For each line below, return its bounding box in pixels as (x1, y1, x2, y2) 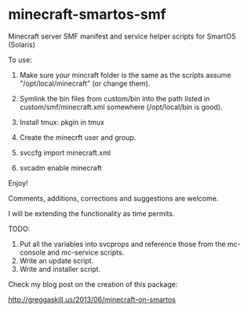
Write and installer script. (19, 264, 101, 273)
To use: (8, 55, 33, 64)
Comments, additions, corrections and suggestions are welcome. (8, 193, 219, 203)
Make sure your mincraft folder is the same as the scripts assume (19, 70, 232, 79)
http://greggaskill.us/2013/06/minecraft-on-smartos (8, 295, 177, 304)
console (19, 248, 46, 257)
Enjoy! (8, 178, 29, 188)
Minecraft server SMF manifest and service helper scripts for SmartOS (8, 31, 236, 41)
